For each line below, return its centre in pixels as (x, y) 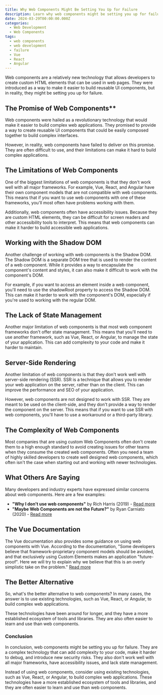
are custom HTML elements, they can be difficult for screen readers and (77, 217)
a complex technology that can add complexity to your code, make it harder (81, 652)
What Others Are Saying (42, 478)
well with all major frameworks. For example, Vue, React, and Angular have (80, 187)
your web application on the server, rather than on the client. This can (75, 385)
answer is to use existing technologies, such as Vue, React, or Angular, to (78, 599)
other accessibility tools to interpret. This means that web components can (80, 222)
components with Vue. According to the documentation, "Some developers (80, 546)
